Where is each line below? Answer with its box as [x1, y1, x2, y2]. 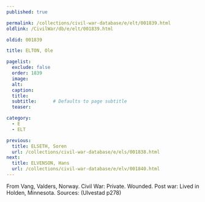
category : [6, 115, 32, 121]
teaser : [12, 104, 32, 110]
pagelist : [6, 59, 32, 65]
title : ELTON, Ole [6, 48, 53, 54]
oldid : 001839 [6, 37, 43, 43]
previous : [6, 137, 32, 143]
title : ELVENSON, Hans [12, 160, 70, 167]
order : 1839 [12, 70, 43, 76]
